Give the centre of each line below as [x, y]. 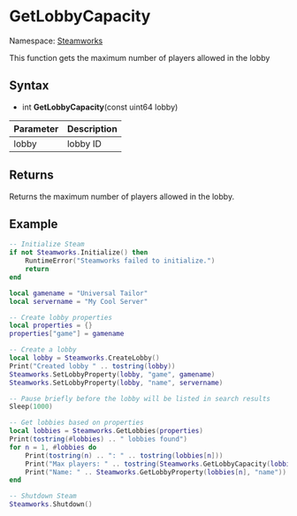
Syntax [29, 86]
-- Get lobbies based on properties [76, 423]
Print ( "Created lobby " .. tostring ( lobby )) [92, 366]
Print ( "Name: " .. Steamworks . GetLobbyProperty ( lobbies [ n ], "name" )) [156, 472]
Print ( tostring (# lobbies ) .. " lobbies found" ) [99, 439]
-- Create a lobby [43, 350]
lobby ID [84, 143]
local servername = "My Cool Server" [79, 301]
